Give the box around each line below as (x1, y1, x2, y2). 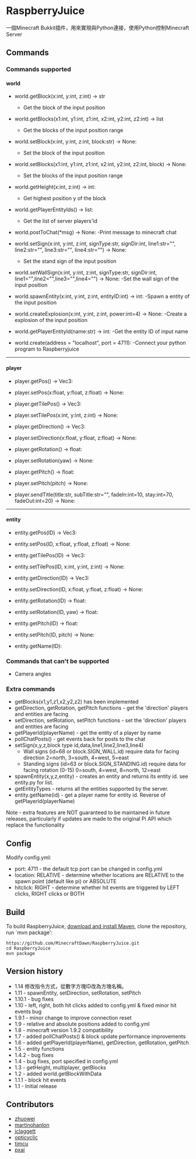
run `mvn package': (6, 929, 53, 936)
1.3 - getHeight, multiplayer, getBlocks (14, 1064, 107, 1071)
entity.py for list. (14, 779, 54, 786)
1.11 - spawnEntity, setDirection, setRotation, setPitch (14, 989, 141, 996)
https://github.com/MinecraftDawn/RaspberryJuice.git (6, 941, 140, 947)
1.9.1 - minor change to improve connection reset (14, 1014, 132, 1021)
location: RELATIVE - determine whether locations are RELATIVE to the (14, 872, 184, 879)
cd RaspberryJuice (6, 945, 51, 952)
